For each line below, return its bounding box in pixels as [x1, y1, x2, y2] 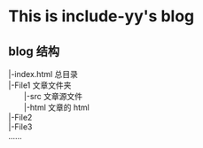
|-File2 [8, 113, 33, 122]
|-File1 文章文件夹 [8, 80, 72, 90]
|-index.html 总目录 [8, 69, 79, 79]
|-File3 [8, 121, 33, 132]
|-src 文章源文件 [24, 91, 83, 101]
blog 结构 [8, 43, 60, 58]
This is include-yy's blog [8, 6, 195, 27]
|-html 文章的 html [24, 102, 90, 113]
